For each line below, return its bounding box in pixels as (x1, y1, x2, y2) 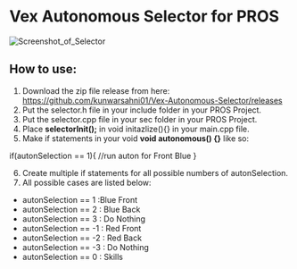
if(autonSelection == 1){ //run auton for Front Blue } (9, 150, 197, 161)
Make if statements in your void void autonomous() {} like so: (21, 132, 250, 144)
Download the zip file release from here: (21, 85, 170, 96)
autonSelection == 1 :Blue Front (21, 194, 138, 205)
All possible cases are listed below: (21, 177, 152, 188)
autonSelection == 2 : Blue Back (21, 204, 141, 214)
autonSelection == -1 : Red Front (21, 223, 142, 233)
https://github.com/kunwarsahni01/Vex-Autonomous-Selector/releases (21, 95, 283, 105)
